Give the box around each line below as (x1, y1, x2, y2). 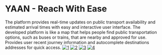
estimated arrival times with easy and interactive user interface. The (5, 24, 141, 30)
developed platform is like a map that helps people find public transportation (5, 29, 157, 35)
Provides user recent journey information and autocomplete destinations (5, 39, 149, 45)
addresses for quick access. (5, 44, 61, 50)
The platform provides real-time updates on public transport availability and (5, 19, 156, 25)
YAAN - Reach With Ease (5, 3, 107, 14)
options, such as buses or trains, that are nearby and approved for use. (5, 34, 147, 40)
